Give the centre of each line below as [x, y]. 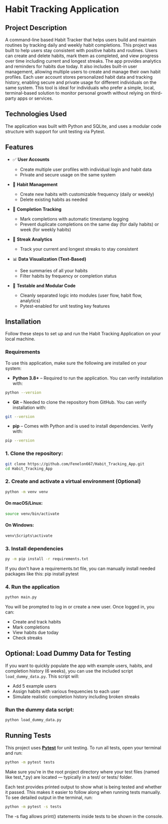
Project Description [36, 28]
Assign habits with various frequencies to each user [66, 691]
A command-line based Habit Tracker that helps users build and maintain [81, 40]
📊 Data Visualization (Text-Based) [49, 259]
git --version [20, 417]
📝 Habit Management [35, 184]
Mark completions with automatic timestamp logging [74, 219]
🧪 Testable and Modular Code [44, 285]
